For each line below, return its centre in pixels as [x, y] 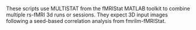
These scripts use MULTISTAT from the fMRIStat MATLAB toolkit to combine [98, 9]
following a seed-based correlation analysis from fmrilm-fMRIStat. [86, 21]
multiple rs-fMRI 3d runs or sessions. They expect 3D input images [87, 15]
